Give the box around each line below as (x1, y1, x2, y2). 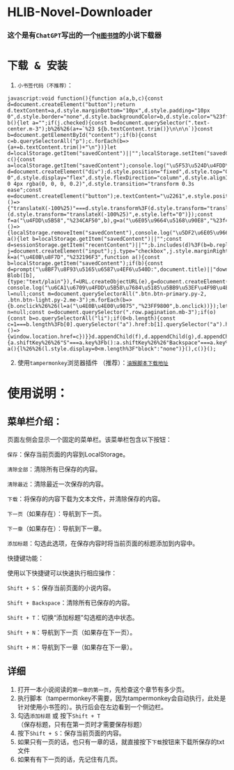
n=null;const (7, 309, 45, 316)
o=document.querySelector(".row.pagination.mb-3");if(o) (47, 309, 217, 316)
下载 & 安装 (7, 59, 68, 73)
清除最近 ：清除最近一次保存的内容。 (7, 480, 108, 489)
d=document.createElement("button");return (7, 101, 136, 108)
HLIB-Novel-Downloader (7, 4, 153, 20)
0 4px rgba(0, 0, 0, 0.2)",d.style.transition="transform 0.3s (7, 181, 195, 188)
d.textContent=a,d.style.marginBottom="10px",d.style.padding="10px (7, 108, 210, 114)
